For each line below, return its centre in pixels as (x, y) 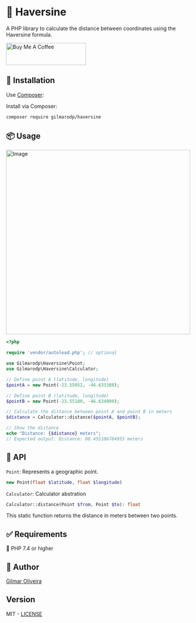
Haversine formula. (29, 34)
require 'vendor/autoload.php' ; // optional (62, 353)
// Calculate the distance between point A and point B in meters (89, 412)
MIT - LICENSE (24, 614)
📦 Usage (24, 136)
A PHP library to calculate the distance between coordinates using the (91, 28)
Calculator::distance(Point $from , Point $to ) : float (74, 504)
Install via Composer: (32, 106)
